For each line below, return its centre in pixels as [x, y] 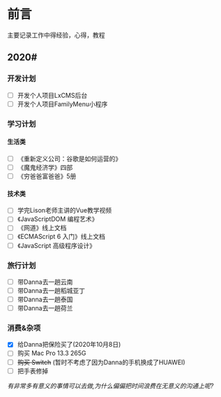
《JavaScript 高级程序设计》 [56, 245]
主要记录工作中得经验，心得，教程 [56, 35]
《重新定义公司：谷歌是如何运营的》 [69, 159]
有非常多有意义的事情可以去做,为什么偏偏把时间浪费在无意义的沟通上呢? [110, 386]
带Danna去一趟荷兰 [45, 308]
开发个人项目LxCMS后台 [52, 95]
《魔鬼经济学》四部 [45, 167]
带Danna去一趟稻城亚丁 [51, 290]
